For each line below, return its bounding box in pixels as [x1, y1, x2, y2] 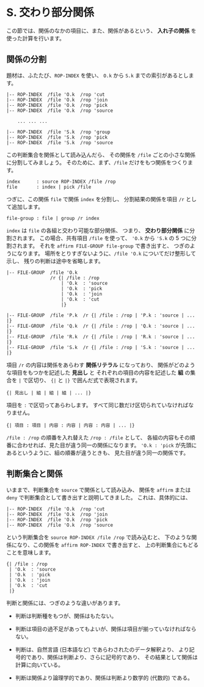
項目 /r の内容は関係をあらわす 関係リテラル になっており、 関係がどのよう [6, 361, 195, 369]
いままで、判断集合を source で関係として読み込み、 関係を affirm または [6, 486, 191, 493]
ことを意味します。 [6, 548, 54, 556]
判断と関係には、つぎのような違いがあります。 [6, 599, 124, 606]
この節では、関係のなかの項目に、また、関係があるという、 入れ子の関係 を [6, 27, 197, 34]
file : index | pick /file [6, 184, 92, 190]
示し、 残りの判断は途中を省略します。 [6, 257, 104, 265]
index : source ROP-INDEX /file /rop [6, 178, 116, 185]
